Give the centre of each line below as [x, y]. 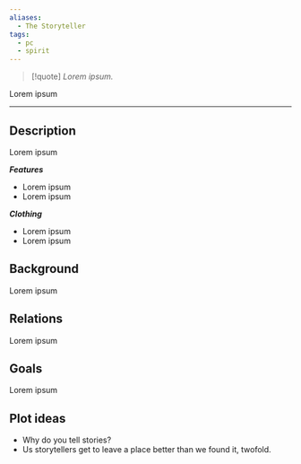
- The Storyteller [52, 26]
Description [43, 131]
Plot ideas [38, 418]
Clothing [26, 214]
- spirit [34, 51]
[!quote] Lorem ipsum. [72, 76]
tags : [19, 34]
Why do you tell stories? [67, 440]
